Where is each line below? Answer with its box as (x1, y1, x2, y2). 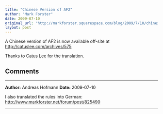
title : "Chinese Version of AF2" (5, 7, 73, 12)
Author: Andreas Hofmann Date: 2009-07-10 (5, 84, 96, 90)
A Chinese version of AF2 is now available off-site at (5, 38, 110, 44)
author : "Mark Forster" (5, 12, 53, 16)
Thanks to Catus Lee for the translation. (5, 53, 84, 59)
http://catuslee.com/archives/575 (5, 44, 72, 49)
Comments (5, 67, 39, 75)
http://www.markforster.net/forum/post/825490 (5, 99, 100, 105)
